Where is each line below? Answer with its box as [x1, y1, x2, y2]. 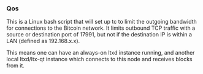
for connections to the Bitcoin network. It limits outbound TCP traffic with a [6, 24, 196, 32]
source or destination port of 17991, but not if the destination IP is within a [6, 31, 192, 38]
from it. [6, 62, 25, 69]
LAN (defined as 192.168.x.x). [6, 38, 80, 45]
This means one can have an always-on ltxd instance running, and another [6, 49, 195, 56]
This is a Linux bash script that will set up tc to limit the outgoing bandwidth [6, 18, 197, 25]
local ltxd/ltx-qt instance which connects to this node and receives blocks [6, 56, 193, 63]
